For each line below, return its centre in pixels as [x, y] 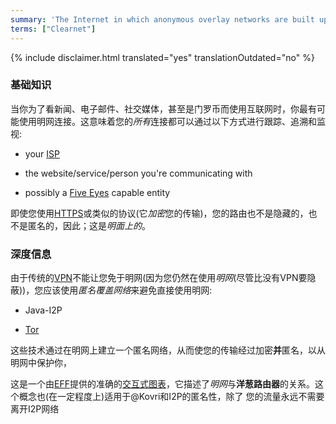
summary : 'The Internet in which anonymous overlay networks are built [162, 19]
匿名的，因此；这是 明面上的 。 [89, 225]
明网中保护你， [41, 363]
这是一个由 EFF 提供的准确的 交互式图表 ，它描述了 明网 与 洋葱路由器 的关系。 [162, 384]
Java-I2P [43, 310]
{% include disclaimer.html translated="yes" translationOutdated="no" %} [162, 57]
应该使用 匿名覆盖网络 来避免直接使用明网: [128, 290]
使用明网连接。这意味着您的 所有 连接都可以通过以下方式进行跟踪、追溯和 [167, 121]
